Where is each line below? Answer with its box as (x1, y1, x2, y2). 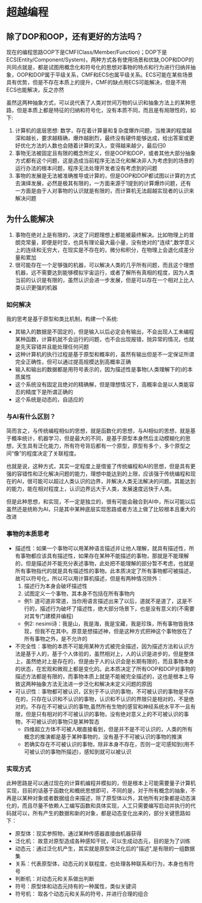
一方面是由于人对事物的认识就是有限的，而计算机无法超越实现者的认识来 (14, 187, 194, 194)
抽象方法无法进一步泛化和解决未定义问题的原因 (35, 680, 152, 687)
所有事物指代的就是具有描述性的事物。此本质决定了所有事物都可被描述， (14, 567, 194, 574)
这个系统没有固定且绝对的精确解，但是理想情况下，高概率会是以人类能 (14, 381, 189, 388)
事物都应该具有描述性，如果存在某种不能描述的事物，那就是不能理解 (20, 552, 189, 559)
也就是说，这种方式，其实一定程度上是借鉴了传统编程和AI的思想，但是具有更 (6, 462, 196, 470)
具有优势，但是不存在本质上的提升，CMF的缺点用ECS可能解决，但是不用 (6, 79, 186, 86)
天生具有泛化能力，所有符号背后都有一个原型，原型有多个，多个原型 (16, 442, 185, 450)
